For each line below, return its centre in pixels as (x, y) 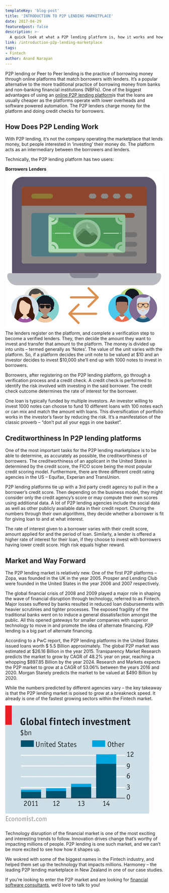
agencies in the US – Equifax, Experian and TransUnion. (63, 477)
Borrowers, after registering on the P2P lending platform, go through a (78, 375)
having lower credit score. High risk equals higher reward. (65, 545)
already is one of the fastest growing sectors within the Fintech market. (79, 698)
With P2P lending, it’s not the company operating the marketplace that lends (84, 139)
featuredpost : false (27, 27)
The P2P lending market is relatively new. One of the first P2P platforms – (81, 572)
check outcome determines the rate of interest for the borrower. (71, 391)
